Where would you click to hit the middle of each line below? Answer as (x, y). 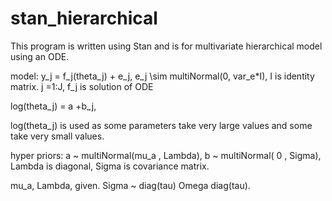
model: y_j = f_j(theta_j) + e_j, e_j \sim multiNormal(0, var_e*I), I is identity (162, 76)
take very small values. (57, 136)
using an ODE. (40, 56)
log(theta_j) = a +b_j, (53, 106)
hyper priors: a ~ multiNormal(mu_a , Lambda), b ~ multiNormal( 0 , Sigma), (166, 155)
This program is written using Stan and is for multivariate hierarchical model (166, 46)
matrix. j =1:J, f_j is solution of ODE (82, 86)
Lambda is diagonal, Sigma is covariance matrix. (110, 166)
